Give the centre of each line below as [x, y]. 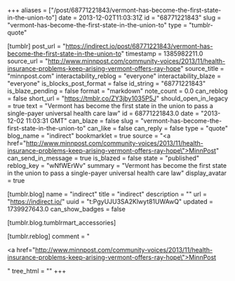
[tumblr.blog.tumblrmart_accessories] [62, 223]
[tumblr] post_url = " [36, 46]
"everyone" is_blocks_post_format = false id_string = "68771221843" [107, 83]
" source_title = [202, 68]
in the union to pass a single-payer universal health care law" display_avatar [117, 173]
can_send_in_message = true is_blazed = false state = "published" [103, 158]
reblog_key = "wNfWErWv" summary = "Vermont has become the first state [117, 165]
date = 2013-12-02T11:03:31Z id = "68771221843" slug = [140, 18]
